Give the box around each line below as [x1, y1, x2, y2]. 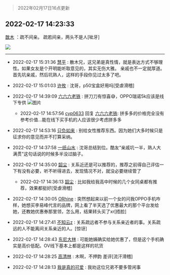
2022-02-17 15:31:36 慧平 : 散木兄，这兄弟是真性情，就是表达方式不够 [12, 59, 158, 65]
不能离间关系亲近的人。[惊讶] [26, 225, 88, 231]
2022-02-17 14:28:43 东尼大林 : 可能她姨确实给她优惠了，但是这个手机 [12, 236, 160, 242]
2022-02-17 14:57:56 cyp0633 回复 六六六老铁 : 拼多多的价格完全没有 [20, 110, 164, 116]
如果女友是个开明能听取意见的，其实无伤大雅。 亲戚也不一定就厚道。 [21, 65, 165, 71]
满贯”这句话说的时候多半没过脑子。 [12, 150, 86, 156]
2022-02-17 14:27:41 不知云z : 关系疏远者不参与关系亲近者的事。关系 [12, 219, 156, 225]
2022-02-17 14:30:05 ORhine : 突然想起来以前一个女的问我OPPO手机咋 [12, 195, 161, 202]
